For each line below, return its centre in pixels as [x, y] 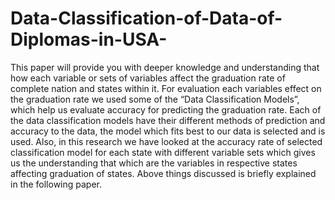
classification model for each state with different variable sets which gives [163, 152]
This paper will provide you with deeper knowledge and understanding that [165, 67]
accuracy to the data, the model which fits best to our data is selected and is [168, 131]
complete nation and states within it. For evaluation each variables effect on [166, 88]
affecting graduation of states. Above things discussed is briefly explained [163, 173]
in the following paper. [56, 184]
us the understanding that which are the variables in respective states [154, 163]
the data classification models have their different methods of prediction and [168, 120]
